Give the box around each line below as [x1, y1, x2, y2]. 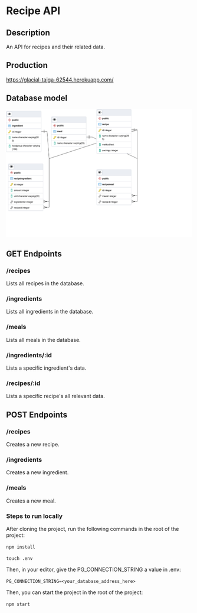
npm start [6, 601, 31, 607]
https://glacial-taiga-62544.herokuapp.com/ [6, 76, 114, 83]
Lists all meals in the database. [6, 336, 81, 343]
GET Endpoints [6, 249, 62, 259]
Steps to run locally [6, 512, 63, 520]
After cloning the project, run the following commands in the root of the [6, 525, 179, 532]
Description [6, 28, 50, 38]
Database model [6, 93, 68, 103]
